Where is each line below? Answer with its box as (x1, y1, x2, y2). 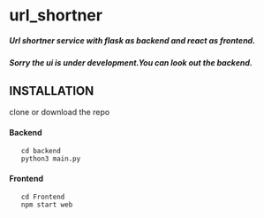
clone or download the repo (9, 106, 110, 117)
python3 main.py (20, 154, 81, 164)
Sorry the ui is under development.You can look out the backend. (9, 58, 253, 68)
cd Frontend (20, 192, 65, 202)
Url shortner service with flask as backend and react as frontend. (9, 35, 256, 45)
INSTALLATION (9, 83, 94, 98)
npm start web (20, 200, 73, 209)
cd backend (20, 147, 62, 156)
